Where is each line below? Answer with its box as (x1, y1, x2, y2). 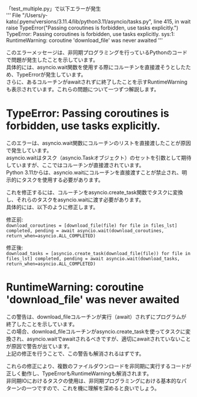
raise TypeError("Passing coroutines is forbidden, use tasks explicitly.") (6, 24, 179, 31)
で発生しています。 (6, 147, 52, 154)
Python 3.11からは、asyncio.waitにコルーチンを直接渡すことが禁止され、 (6, 168, 182, 176)
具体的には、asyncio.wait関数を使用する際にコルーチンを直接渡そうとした (6, 64, 186, 71)
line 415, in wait (153, 18, 191, 25)
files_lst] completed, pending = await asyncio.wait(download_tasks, (6, 256, 181, 262)
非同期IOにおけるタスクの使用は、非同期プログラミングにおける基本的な (6, 377, 182, 384)
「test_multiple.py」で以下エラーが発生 (6, 5, 101, 12)
